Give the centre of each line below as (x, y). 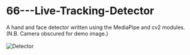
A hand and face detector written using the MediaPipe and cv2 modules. (96, 27)
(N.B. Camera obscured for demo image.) (57, 33)
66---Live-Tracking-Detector (80, 11)
